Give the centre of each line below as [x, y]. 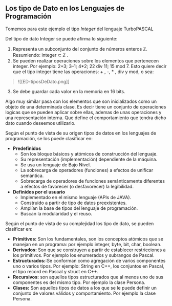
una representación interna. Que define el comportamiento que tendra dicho [86, 118]
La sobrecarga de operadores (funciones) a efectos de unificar [87, 170]
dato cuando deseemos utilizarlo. [40, 123]
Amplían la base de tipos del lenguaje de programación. [79, 208]
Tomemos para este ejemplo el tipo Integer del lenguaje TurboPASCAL [79, 29]
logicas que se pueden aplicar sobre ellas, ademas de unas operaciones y [83, 112]
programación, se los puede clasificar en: [49, 138]
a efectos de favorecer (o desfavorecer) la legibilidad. [77, 186]
